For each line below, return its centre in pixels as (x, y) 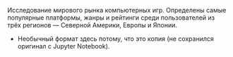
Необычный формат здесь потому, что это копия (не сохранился (115, 39)
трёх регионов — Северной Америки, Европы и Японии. (92, 25)
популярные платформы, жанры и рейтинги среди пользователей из (111, 18)
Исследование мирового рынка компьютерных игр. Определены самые (117, 10)
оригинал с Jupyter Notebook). (64, 46)
